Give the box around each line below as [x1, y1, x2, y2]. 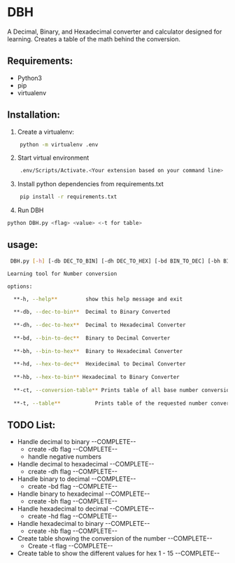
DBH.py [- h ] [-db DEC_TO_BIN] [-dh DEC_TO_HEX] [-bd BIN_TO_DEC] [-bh [10, 257, 220, 265]
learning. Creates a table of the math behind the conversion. [7, 34, 180, 43]
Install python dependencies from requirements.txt [17, 180, 164, 188]
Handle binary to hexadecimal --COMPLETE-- [17, 489, 150, 498]
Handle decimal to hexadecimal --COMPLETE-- [17, 460, 155, 468]
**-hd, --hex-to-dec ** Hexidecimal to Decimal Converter [13, 361, 187, 368]
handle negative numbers [27, 452, 101, 461]
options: [7, 283, 33, 290]
